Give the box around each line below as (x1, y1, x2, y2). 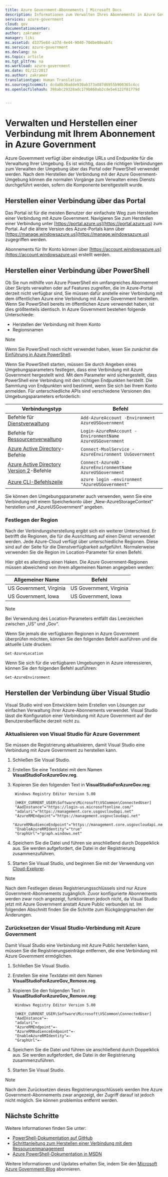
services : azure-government (5, 17, 64, 22)
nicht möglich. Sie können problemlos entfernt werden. (5, 1097, 118, 1103)
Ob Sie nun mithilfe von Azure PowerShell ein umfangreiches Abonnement (5, 280, 158, 286)
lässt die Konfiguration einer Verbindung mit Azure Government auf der (5, 712, 152, 719)
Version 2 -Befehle (7, 467, 51, 474)
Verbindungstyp (21, 405, 62, 412)
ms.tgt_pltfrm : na (5, 59, 43, 64)
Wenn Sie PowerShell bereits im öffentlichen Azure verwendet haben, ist (5, 301, 154, 307)
